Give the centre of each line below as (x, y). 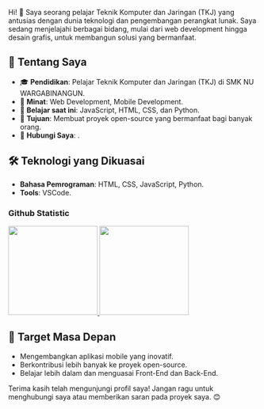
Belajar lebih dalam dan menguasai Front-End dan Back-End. (119, 373)
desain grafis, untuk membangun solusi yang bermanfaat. (102, 37)
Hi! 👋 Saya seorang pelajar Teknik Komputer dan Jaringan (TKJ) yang (122, 12)
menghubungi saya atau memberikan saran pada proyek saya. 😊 (114, 396)
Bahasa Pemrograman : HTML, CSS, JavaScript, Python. (112, 184)
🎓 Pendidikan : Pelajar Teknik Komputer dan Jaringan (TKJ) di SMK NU (137, 81)
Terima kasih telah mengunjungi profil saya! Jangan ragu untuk (111, 388)
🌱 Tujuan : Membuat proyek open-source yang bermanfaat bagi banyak (136, 118)
